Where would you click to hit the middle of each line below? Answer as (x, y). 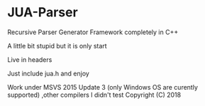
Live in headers (30, 59)
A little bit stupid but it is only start (57, 46)
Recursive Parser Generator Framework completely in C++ (93, 32)
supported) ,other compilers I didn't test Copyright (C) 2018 (94, 95)
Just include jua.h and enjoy (49, 73)
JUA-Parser (43, 12)
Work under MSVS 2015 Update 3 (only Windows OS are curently (103, 87)
